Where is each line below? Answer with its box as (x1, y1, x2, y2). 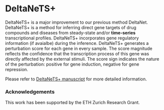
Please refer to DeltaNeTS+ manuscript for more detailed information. (5, 76, 147, 82)
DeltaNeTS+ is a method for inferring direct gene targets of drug (5, 24, 137, 30)
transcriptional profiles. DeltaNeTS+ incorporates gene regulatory (5, 35, 139, 41)
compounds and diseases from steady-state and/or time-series (5, 30, 136, 36)
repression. (5, 66, 28, 72)
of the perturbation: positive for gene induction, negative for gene (5, 61, 140, 67)
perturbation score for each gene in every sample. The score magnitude (5, 45, 153, 51)
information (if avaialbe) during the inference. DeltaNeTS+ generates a (5, 40, 149, 46)
